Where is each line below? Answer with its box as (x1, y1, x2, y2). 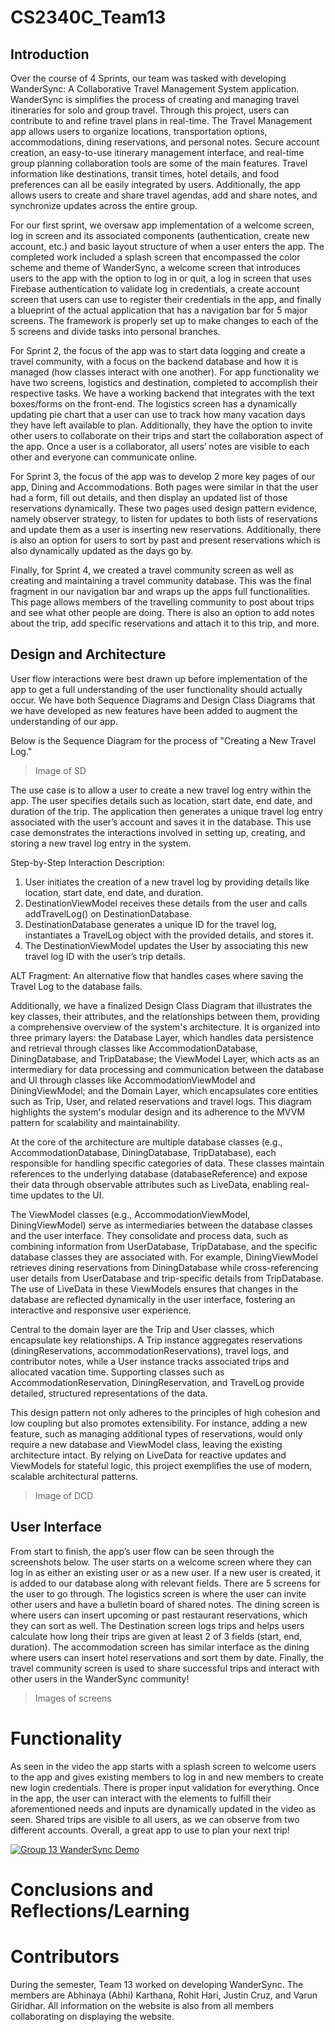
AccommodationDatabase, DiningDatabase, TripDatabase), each (10, 1146, 277, 1158)
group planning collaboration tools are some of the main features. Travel (10, 157, 308, 169)
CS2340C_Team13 (10, 6, 167, 29)
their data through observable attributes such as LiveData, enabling (10, 1178, 288, 1190)
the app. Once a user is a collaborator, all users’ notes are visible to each (10, 441, 310, 452)
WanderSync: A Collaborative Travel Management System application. (10, 83, 300, 95)
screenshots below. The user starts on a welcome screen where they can (10, 1556, 312, 1568)
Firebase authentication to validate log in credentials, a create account (10, 283, 300, 295)
